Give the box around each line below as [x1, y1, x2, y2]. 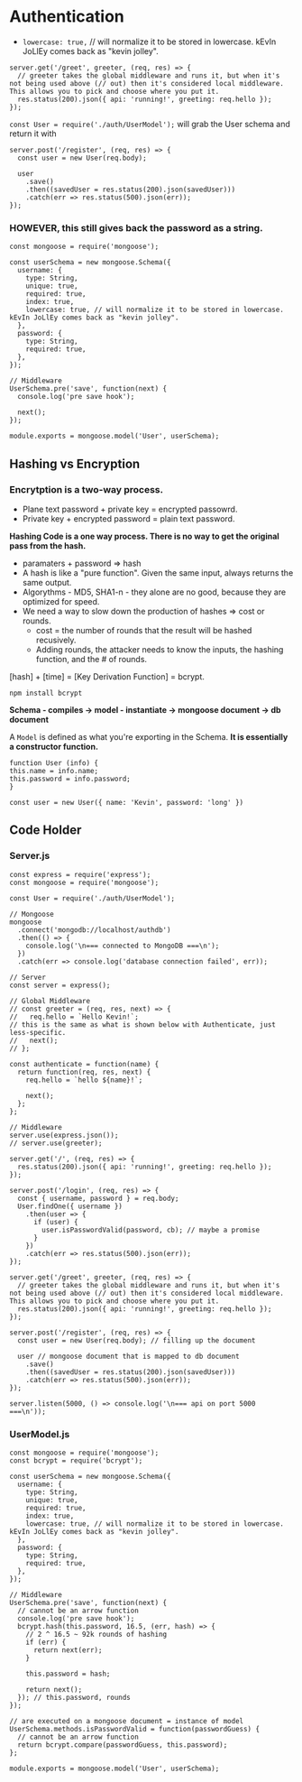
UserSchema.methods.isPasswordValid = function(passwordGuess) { [9, 1724, 260, 1733]
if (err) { [25, 1638, 67, 1647]
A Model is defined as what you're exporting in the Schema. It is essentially [9, 731, 288, 742]
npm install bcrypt [9, 688, 83, 697]
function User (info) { [9, 758, 99, 768]
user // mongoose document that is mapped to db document [17, 1352, 241, 1361]
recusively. [35, 634, 77, 645]
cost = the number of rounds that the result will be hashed [35, 624, 252, 635]
